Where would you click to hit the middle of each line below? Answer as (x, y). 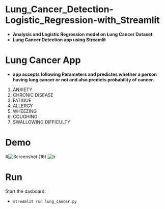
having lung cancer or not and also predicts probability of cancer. (83, 79)
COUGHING (25, 116)
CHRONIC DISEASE (33, 95)
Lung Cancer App (43, 60)
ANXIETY (22, 89)
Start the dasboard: (25, 191)
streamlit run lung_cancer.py (45, 201)
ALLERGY (23, 106)
